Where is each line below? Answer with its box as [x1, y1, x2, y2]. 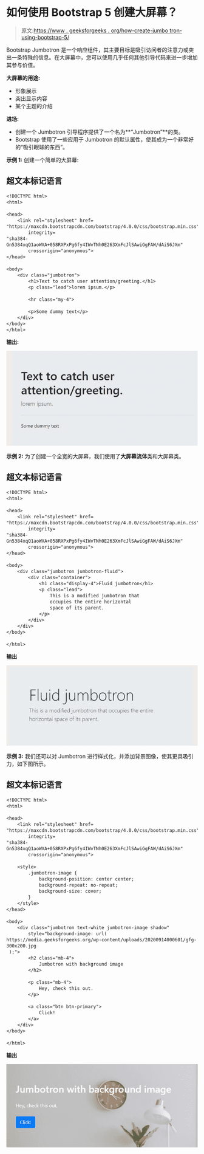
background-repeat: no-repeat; [38, 882, 118, 888]
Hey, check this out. [38, 985, 94, 991]
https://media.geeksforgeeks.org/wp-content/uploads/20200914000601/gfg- [6, 936, 197, 943]
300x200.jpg [6, 943, 36, 949]
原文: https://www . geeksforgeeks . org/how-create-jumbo [21, 27, 169, 34]
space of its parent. [49, 605, 104, 611]
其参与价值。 [6, 61, 38, 69]
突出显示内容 [15, 95, 47, 102]
